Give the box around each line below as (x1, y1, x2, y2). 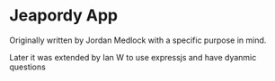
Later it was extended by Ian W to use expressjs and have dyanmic (9, 52, 257, 62)
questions (9, 61, 47, 72)
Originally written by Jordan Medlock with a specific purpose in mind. (9, 35, 267, 45)
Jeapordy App (9, 5, 119, 26)
